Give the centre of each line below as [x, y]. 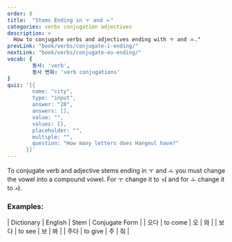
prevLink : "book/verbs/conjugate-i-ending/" [73, 46]
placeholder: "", [57, 130]
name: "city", [53, 91]
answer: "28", [53, 105]
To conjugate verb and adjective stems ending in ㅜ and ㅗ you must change [116, 171]
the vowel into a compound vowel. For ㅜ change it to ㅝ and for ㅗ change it [116, 179]
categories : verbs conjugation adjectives [70, 27]
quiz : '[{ [22, 85]
